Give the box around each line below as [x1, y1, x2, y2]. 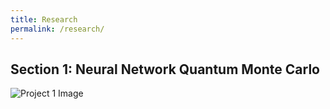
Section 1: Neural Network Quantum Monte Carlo [10, 61, 320, 78]
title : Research [10, 14, 78, 25]
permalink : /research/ [10, 24, 105, 34]
